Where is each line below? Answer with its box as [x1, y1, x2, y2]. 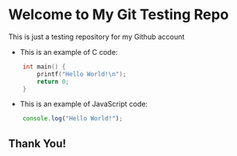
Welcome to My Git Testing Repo [8, 6, 229, 24]
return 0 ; [37, 77, 69, 85]
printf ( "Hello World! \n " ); [37, 70, 127, 78]
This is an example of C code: [19, 47, 118, 57]
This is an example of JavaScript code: [19, 99, 148, 109]
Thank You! [8, 137, 66, 150]
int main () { [22, 62, 66, 71]
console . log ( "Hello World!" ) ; [22, 115, 124, 123]
